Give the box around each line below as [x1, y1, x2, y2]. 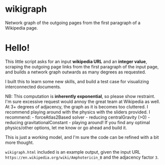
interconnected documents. [5, 84, 62, 90]
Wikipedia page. [5, 25, 38, 31]
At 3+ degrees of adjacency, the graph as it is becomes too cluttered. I [5, 103, 149, 109]
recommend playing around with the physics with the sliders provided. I [5, 109, 150, 115]
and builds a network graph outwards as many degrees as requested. [5, 69, 146, 75]
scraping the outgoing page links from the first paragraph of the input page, [5, 64, 159, 69]
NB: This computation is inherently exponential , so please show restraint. [5, 93, 156, 99]
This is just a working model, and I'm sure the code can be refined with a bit [5, 134, 159, 140]
